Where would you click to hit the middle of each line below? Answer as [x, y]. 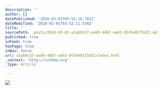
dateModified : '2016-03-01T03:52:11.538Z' [49, 23]
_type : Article [21, 64]
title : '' [15, 28]
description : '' [22, 10]
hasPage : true [20, 46]
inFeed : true [18, 42]
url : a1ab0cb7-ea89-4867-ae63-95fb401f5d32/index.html [63, 55]
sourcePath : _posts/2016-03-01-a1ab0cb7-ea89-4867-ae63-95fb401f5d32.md [81, 32]
